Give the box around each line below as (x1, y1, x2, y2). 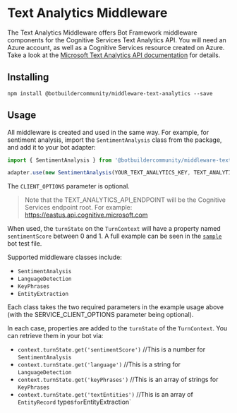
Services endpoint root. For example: (24, 203, 133, 212)
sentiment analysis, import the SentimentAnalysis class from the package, (7, 136, 222, 144)
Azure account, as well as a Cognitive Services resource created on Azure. (7, 43, 225, 52)
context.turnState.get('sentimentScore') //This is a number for (17, 345, 206, 354)
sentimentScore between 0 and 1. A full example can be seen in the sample (7, 232, 222, 241)
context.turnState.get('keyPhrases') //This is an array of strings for (17, 376, 219, 384)
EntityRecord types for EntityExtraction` (17, 397, 132, 407)
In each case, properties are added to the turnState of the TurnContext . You (7, 324, 228, 333)
